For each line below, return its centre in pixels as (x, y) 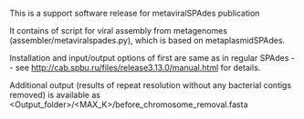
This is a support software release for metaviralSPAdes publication (135, 13)
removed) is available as (55, 95)
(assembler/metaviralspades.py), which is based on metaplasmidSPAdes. (147, 40)
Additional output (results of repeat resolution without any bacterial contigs (151, 85)
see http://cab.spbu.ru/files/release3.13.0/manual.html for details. (138, 68)
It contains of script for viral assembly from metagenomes (119, 30)
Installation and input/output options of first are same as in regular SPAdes (149, 58)
